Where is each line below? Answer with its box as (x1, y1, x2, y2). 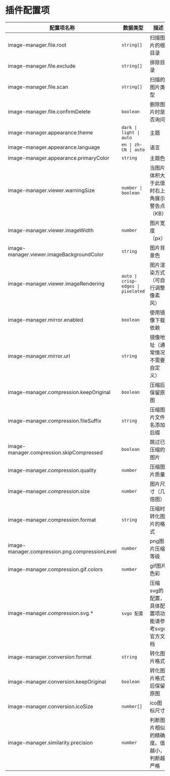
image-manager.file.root (8, 41, 67, 48)
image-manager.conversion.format (8, 653, 92, 660)
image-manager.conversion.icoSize (8, 703, 94, 710)
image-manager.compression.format (8, 516, 96, 523)
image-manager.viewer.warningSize (8, 186, 95, 193)
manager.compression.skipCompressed (8, 449, 103, 456)
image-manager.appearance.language (8, 143, 100, 150)
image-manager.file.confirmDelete (8, 108, 91, 115)
